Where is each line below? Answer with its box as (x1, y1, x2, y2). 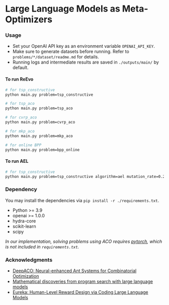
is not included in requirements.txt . (5, 243, 79, 250)
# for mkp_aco (5, 129, 35, 134)
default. (12, 65, 29, 71)
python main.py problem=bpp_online (5, 147, 80, 152)
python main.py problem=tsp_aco (5, 106, 73, 111)
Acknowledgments (5, 256, 53, 263)
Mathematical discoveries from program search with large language (12, 278, 153, 284)
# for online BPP (5, 142, 42, 148)
